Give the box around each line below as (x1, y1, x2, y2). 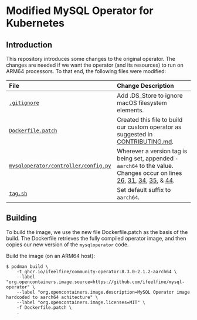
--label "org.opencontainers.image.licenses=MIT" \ (16, 300, 145, 305)
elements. (117, 106, 144, 114)
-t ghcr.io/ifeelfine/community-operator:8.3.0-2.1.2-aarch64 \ (16, 269, 177, 274)
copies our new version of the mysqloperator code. (6, 241, 129, 248)
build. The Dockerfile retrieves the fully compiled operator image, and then (6, 235, 186, 242)
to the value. (139, 162, 174, 170)
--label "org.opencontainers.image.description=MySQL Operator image (16, 289, 191, 295)
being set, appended (117, 154, 174, 162)
